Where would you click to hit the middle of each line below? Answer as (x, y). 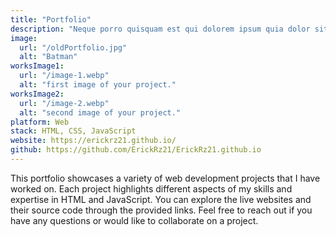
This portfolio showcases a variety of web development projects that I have (165, 178)
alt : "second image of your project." (100, 112)
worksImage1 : (37, 66)
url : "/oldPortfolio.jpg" (73, 47)
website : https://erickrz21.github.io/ (93, 141)
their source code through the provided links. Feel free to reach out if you (161, 210)
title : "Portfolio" (51, 19)
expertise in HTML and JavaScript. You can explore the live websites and (161, 199)
